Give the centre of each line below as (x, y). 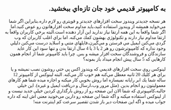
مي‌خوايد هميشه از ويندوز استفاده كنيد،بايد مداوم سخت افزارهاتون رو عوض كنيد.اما (88, 26)
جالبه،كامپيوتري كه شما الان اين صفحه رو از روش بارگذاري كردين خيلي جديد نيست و (87, 91)
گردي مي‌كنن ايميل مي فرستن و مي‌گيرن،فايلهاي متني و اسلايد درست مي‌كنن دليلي (88, 43)
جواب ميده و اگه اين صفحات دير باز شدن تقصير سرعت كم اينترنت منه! (99, 102)
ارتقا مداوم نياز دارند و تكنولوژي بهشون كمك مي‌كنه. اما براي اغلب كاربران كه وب (90, 38)
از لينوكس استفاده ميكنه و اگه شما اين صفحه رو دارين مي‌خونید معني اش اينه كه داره (87, 96)
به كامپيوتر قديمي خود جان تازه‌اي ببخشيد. (107, 9)
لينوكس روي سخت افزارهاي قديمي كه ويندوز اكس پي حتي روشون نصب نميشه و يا (88, 69)
